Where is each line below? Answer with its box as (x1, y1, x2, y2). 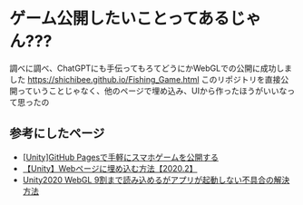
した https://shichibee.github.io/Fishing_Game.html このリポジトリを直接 (9, 73, 281, 84)
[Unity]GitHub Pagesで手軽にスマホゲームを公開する (22, 151, 220, 162)
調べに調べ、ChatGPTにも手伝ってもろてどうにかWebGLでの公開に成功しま (9, 63, 293, 73)
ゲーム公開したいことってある (9, 8, 230, 29)
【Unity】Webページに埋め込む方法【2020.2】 (22, 162, 198, 173)
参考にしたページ (9, 126, 105, 142)
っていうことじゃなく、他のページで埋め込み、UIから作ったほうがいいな (16, 85, 288, 96)
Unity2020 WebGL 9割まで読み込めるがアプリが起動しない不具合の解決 (22, 174, 290, 185)
